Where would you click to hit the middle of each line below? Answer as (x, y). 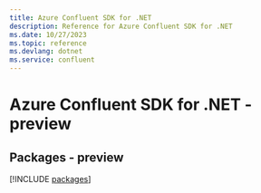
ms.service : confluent (52, 60)
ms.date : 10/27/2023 (48, 34)
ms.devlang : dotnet (46, 52)
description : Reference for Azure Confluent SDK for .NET (121, 26)
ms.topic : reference (48, 43)
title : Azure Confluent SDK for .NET (81, 18)
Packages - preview (67, 157)
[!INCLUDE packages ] (50, 179)
